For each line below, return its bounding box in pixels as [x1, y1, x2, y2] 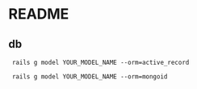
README [8, 5, 69, 23]
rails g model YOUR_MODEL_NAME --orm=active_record [11, 58, 190, 66]
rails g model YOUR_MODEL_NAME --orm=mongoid [11, 73, 168, 81]
